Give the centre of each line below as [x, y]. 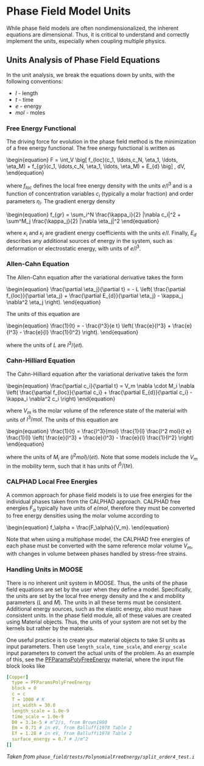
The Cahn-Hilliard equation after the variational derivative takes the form [97, 374]
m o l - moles [30, 112]
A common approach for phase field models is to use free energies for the [99, 495]
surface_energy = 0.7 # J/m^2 [50, 739]
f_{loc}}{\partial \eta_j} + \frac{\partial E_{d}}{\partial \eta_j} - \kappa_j [95, 295]
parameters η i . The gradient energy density [61, 202]
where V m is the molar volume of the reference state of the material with [97, 411]
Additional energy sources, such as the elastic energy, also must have [94, 609]
